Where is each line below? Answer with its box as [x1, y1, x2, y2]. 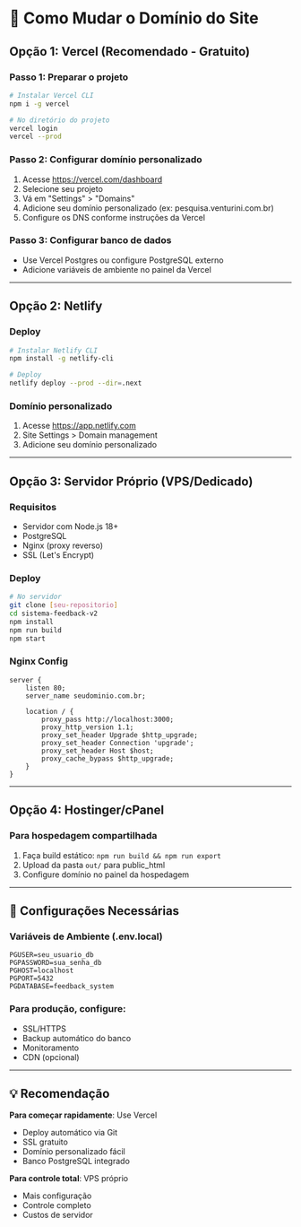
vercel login [9, 124, 58, 133]
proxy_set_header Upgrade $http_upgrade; [41, 730, 199, 739]
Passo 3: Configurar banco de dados [9, 234, 172, 247]
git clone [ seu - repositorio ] [9, 601, 118, 610]
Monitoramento [21, 1042, 80, 1053]
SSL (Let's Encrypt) [21, 550, 95, 561]
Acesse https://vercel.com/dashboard [21, 174, 163, 185]
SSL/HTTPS [21, 1022, 67, 1034]
